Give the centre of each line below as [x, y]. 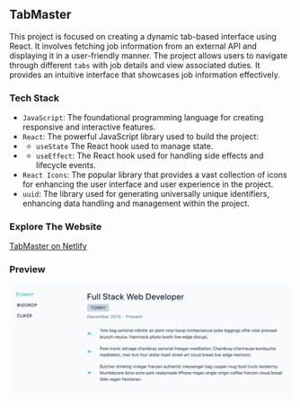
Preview [27, 270]
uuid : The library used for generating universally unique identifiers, [146, 194]
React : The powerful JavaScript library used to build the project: [140, 137]
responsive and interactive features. [89, 127]
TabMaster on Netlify [48, 246]
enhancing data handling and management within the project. [136, 204]
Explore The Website [56, 226]
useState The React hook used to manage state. [124, 146]
